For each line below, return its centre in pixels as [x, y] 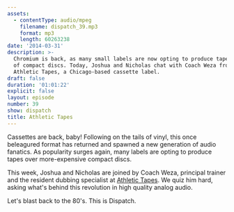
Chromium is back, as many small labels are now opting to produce [114, 59]
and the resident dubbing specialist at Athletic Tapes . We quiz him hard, [110, 180]
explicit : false [31, 91]
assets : [18, 14]
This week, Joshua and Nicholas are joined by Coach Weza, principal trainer [117, 172]
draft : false [26, 78]
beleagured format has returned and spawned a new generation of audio [112, 144]
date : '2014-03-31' [36, 46]
